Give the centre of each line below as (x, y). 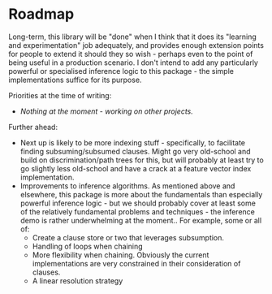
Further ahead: (33, 127)
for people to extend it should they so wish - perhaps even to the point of (131, 54)
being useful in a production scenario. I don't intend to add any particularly (133, 63)
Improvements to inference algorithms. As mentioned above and (127, 186)
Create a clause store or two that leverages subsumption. (128, 237)
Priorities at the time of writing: (60, 95)
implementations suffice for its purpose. (75, 80)
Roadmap (41, 14)
